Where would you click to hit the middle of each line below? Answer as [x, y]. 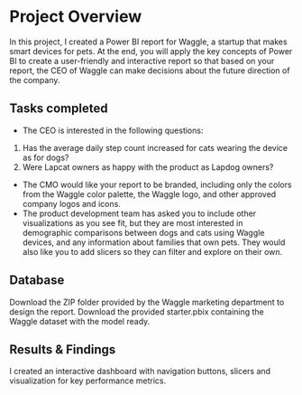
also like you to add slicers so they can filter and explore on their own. [152, 251]
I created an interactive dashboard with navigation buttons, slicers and [140, 371]
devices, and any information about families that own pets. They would [154, 242]
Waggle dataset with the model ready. [80, 321]
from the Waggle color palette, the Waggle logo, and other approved [149, 194]
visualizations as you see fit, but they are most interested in [133, 222]
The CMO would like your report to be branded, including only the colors [157, 184]
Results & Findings [63, 349]
